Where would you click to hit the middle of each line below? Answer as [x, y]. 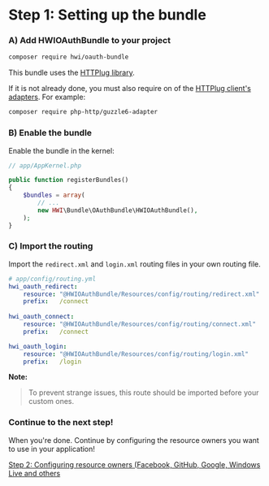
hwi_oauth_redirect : [43, 286]
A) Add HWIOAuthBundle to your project [89, 41]
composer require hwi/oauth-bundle [69, 57]
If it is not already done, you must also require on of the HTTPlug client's [130, 89]
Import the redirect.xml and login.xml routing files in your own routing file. [135, 264]
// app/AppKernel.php [45, 165]
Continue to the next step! [61, 423]
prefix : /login [52, 362]
